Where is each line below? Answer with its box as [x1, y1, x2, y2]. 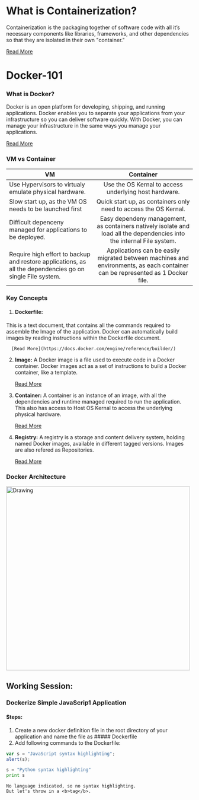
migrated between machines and [97, 253, 190, 262]
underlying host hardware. [106, 188, 180, 196]
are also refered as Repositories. [14, 446, 94, 453]
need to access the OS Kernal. [101, 205, 185, 213]
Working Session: [6, 681, 73, 691]
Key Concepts [6, 294, 48, 302]
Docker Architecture [6, 472, 66, 481]
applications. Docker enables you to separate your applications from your [6, 110, 185, 117]
